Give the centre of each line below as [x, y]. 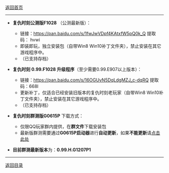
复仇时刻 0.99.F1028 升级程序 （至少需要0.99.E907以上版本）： [77, 69]
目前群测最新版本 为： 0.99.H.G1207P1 [52, 150]
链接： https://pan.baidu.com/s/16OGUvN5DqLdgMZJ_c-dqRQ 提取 [89, 80]
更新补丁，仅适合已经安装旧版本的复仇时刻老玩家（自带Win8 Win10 [90, 93]
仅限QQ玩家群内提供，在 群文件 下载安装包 [63, 126]
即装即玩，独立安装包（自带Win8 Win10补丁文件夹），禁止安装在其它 [91, 46]
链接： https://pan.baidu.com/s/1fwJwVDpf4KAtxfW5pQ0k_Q [83, 33]
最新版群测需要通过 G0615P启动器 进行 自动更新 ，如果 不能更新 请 [86, 133]
